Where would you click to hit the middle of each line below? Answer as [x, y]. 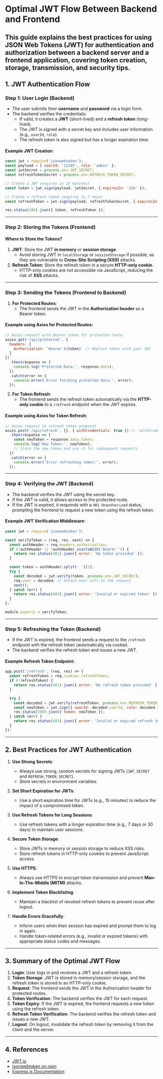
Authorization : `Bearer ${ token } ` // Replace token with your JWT [82, 349]
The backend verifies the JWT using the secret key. [64, 494]
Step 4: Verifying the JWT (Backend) [49, 484]
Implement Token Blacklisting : [43, 892]
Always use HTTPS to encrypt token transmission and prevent [81, 877]
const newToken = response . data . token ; [54, 440]
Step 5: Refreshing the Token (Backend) [53, 629]
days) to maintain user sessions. [51, 829]
